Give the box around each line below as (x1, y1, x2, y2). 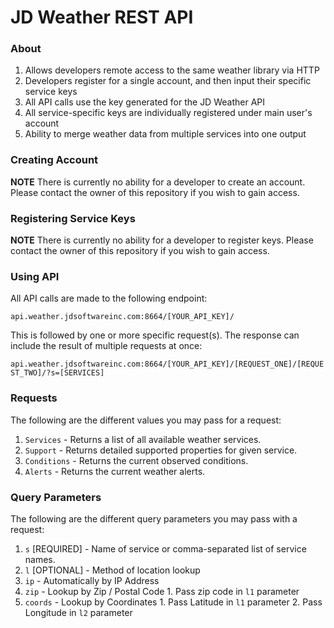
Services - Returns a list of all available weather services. (24, 433, 262, 445)
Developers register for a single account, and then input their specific (24, 75, 312, 87)
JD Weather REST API (10, 6, 194, 29)
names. (24, 553, 56, 565)
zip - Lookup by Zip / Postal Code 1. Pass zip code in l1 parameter (24, 585, 300, 597)
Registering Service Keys (10, 211, 136, 225)
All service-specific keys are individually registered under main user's (24, 107, 313, 119)
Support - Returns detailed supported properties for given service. (24, 444, 298, 456)
